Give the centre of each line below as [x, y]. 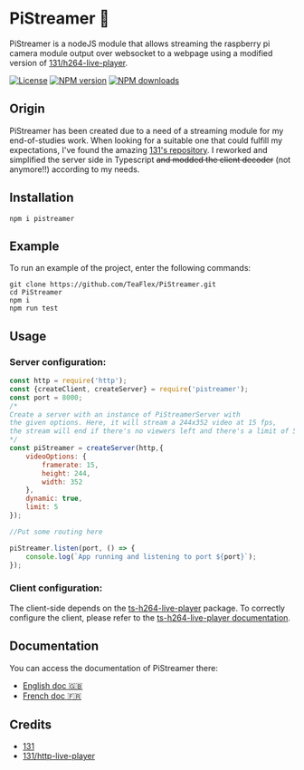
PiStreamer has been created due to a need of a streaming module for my [147, 130]
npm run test [34, 308]
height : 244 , [66, 473]
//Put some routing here [56, 532]
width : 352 [62, 482]
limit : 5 [42, 507]
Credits [31, 724]
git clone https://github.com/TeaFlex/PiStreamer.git [113, 284]
